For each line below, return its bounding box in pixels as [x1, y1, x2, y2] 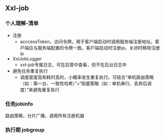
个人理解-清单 [5, 20, 39, 27]
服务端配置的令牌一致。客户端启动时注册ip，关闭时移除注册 [37, 44, 160, 50]
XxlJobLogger [12, 55, 42, 61]
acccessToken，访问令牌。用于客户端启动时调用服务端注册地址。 [20, 38, 155, 44]
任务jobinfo [5, 100, 34, 107]
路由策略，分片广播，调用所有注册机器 [5, 112, 84, 118]
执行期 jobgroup [5, 126, 45, 133]
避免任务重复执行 [12, 67, 48, 74]
